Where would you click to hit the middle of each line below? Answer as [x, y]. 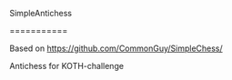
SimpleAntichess [41, 13]
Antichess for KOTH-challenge [67, 66]
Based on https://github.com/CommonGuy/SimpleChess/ [116, 48]
